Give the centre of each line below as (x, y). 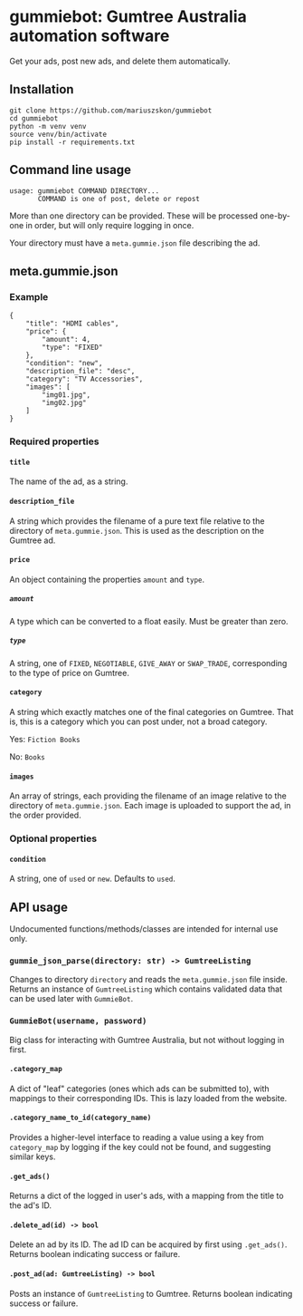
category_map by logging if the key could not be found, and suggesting (140, 1147)
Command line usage (70, 170)
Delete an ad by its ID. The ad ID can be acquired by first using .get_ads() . (148, 1244)
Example (29, 296)
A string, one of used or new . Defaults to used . (93, 879)
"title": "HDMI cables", (72, 324)
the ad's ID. (31, 1205)
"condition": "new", (64, 363)
